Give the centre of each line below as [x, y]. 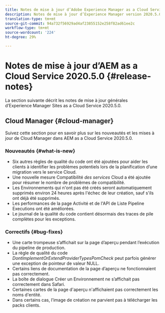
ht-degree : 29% [21, 37]
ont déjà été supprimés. [36, 198]
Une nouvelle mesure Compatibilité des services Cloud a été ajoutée [81, 177]
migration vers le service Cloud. [44, 172]
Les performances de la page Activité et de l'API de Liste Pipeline [78, 203]
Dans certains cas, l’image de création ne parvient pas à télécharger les [85, 300]
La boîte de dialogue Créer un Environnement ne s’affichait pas [76, 279]
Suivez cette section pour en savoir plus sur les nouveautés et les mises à [80, 133]
